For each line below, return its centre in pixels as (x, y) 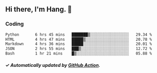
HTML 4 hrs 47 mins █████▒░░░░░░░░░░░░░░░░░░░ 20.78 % (79, 39)
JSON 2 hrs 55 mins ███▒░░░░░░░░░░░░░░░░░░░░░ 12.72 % (79, 49)
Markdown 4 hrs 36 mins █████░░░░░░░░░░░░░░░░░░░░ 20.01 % (79, 44)
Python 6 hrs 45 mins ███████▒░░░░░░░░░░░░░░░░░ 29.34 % (79, 34)
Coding (15, 24)
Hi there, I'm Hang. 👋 (39, 9)
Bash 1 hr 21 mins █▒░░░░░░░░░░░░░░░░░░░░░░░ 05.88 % (79, 54)
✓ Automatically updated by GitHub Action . (53, 65)
